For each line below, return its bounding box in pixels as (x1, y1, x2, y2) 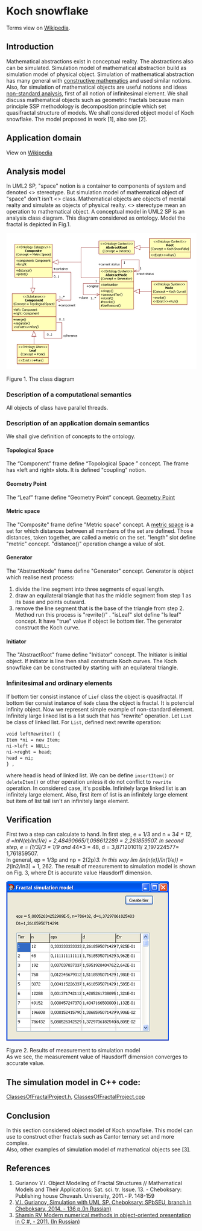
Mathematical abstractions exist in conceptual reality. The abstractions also (6, 57, 194, 65)
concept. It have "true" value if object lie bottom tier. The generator (14, 617, 182, 625)
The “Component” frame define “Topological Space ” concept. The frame (6, 460, 189, 467)
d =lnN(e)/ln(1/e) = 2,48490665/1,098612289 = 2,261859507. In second (6, 837, 184, 844)
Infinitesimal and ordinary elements (6, 679, 113, 687)
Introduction (6, 42, 54, 52)
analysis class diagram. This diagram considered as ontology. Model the (6, 214, 186, 221)
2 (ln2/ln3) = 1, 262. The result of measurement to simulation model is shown (6, 863, 196, 870)
